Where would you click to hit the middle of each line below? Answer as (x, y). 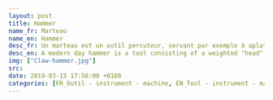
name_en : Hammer (36, 38)
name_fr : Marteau (38, 31)
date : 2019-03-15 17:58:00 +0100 (65, 76)
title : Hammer (32, 23)
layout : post (30, 16)
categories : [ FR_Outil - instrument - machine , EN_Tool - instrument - (132, 83)
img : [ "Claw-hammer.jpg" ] (52, 61)
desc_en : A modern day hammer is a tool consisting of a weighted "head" (136, 53)
